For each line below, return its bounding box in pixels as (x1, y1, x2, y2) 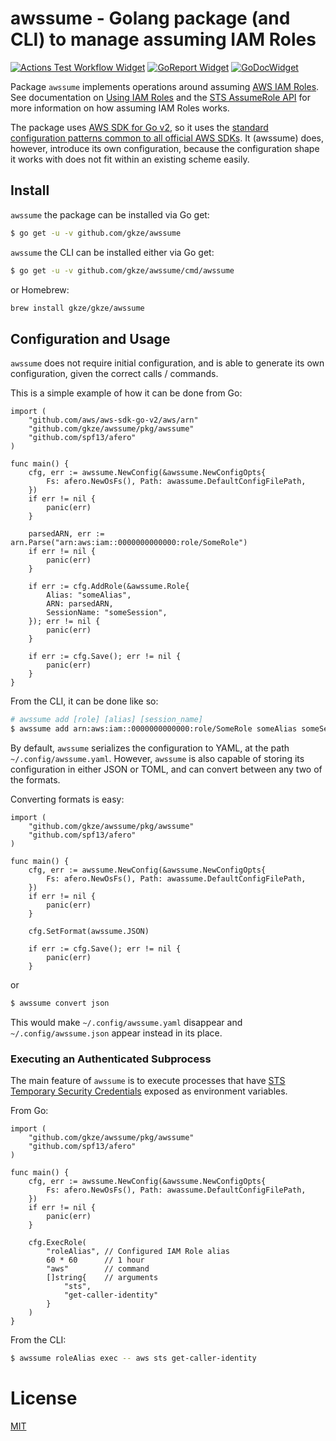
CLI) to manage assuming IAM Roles (10, 28, 317, 51)
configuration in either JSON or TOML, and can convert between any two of (10, 763, 323, 775)
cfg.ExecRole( (28, 1238, 87, 1248)
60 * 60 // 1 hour (46, 1255, 145, 1266)
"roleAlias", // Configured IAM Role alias (46, 1247, 230, 1257)
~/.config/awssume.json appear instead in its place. (10, 1027, 223, 1039)
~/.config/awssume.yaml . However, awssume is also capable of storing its (10, 752, 305, 764)
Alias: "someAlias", (46, 590, 132, 601)
